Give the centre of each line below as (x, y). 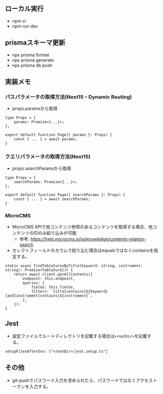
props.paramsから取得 (35, 109)
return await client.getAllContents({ (53, 274)
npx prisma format (31, 55)
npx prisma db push (32, 65)
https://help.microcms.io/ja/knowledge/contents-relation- (88, 239)
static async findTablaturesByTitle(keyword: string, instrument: (74, 266)
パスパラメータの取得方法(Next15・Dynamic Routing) (69, 97)
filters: (40, 291)
